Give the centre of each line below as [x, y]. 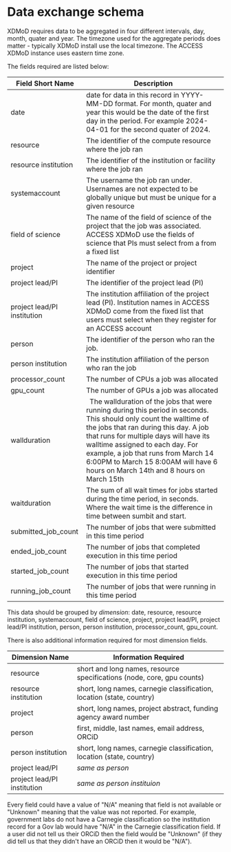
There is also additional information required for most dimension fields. [107, 640]
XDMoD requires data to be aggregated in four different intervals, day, [106, 31]
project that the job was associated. [143, 226]
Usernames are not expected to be [142, 189]
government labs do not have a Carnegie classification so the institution [109, 819]
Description [153, 83]
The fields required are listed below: [58, 66]
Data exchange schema [76, 12]
